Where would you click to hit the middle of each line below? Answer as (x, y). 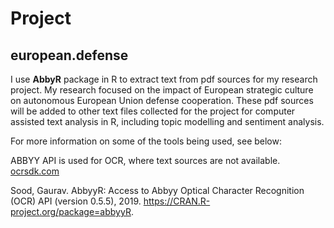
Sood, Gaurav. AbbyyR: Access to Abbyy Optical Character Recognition (157, 190)
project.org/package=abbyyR (71, 211)
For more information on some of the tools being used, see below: (146, 141)
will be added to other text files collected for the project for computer (153, 111)
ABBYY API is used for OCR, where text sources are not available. (145, 160)
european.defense (69, 55)
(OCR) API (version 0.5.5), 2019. (76, 201)
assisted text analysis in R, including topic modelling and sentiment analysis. (167, 121)
